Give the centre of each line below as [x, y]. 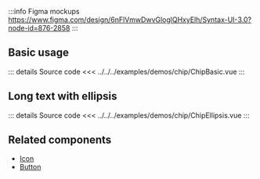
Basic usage [38, 53]
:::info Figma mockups [44, 11]
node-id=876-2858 [39, 28]
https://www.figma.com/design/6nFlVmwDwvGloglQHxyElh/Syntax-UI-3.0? [130, 20]
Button [30, 167]
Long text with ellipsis [63, 96]
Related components [60, 140]
